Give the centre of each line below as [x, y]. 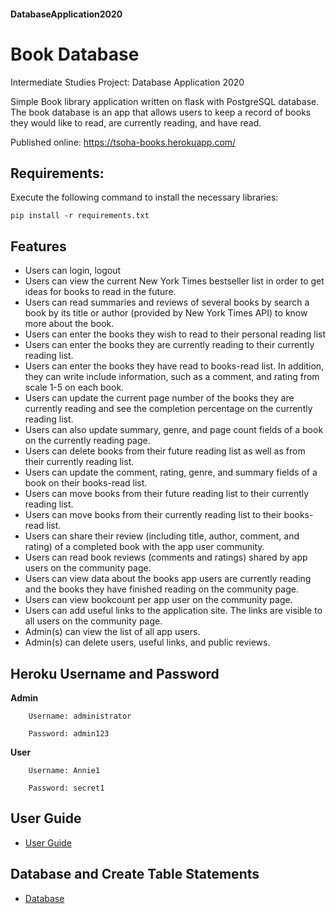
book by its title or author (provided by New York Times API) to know [166, 313]
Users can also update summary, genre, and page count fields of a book [174, 430]
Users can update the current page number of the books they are [159, 398]
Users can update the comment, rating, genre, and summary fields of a [171, 472]
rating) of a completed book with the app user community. [144, 547]
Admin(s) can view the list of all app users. [112, 632]
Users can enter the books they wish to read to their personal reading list [175, 334]
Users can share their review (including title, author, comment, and [162, 536]
